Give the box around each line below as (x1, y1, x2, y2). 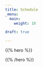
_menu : (5, 12, 19, 17)
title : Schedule (5, 7, 38, 12)
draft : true (5, 30, 29, 35)
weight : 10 (14, 21, 36, 26)
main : (9, 16, 21, 21)
